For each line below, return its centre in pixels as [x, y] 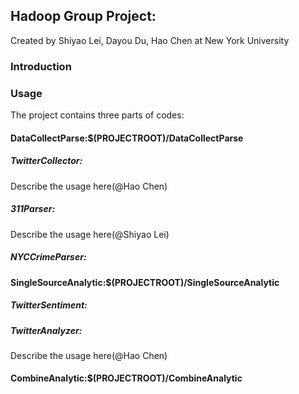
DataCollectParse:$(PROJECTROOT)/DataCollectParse [127, 138]
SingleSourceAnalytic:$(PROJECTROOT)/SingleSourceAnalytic [145, 282]
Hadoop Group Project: [83, 16]
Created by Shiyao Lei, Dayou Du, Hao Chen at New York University [150, 40]
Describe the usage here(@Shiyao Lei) [90, 234]
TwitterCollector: [46, 161]
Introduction [41, 66]
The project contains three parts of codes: [97, 115]
